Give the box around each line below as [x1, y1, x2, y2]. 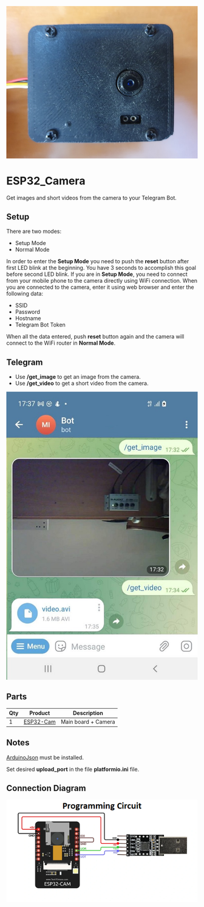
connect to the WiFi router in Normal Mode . [6, 339, 116, 347]
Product [29, 709, 50, 717]
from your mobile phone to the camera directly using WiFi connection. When [6, 277, 198, 285]
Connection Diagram [6, 783, 86, 793]
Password [15, 308, 41, 316]
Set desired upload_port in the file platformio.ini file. [6, 765, 140, 773]
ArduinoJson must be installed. [6, 754, 84, 761]
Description [72, 709, 103, 717]
